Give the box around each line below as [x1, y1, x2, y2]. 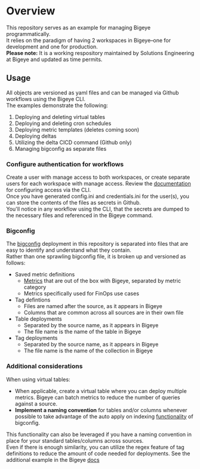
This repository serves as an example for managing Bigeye [6, 24, 151, 31]
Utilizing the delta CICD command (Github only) [14, 139, 133, 146]
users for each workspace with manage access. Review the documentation [6, 180, 191, 187]
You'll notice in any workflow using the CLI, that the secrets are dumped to [6, 205, 190, 213]
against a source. [14, 400, 58, 407]
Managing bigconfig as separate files [14, 145, 107, 152]
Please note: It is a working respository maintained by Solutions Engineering [6, 49, 195, 56]
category [23, 284, 47, 291]
